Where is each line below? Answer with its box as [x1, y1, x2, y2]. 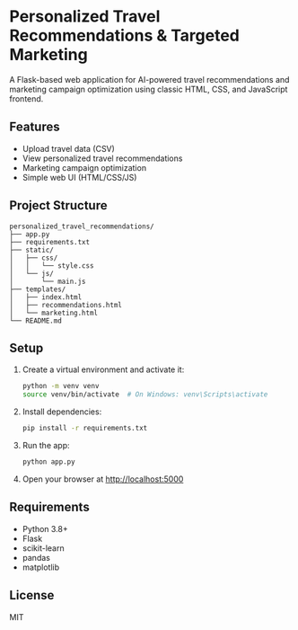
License [9, 588, 55, 603]
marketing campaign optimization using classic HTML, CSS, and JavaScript [9, 84, 288, 94]
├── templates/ [9, 285, 66, 294]
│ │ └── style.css [9, 261, 94, 271]
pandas [22, 552, 51, 563]
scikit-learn [22, 542, 65, 554]
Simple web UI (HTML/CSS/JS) [22, 172, 137, 182]
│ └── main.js [9, 277, 87, 286]
